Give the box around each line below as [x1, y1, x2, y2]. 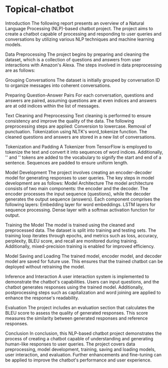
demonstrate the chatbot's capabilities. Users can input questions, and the [5, 279, 159, 285]
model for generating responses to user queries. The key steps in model [5, 174, 154, 180]
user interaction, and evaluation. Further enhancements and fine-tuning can [5, 351, 162, 357]
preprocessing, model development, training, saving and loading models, [5, 346, 156, 352]
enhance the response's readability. [5, 295, 79, 301]
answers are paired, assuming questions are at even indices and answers [5, 97, 157, 104]
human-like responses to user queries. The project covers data [5, 341, 135, 347]
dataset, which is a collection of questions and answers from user [5, 56, 141, 62]
